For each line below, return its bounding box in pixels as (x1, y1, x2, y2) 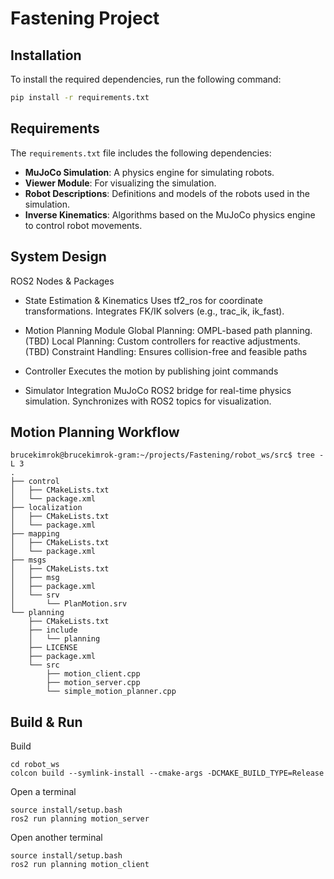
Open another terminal (10, 832, 103, 844)
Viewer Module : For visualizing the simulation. (24, 177, 217, 189)
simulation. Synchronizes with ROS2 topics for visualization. (24, 395, 272, 407)
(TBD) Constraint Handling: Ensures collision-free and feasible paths (24, 345, 308, 357)
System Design (10, 248, 107, 266)
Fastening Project (10, 7, 160, 30)
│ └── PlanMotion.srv (10, 599, 128, 609)
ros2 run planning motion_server (10, 814, 150, 824)
